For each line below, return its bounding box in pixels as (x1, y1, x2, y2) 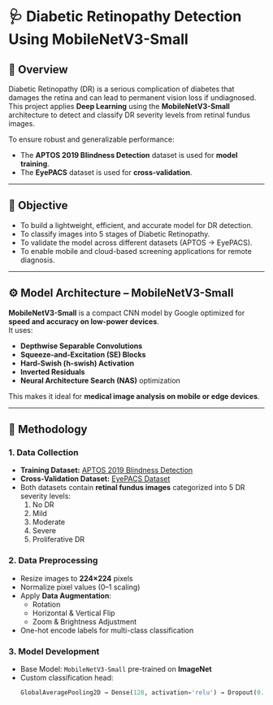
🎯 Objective (8, 199, 68, 212)
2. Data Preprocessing (8, 555, 98, 567)
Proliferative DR (32, 535, 85, 545)
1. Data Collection (8, 446, 79, 458)
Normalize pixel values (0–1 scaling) (19, 582, 141, 592)
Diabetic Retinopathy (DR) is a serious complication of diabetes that (8, 84, 235, 94)
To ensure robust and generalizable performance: (8, 134, 175, 144)
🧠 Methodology (8, 423, 88, 436)
